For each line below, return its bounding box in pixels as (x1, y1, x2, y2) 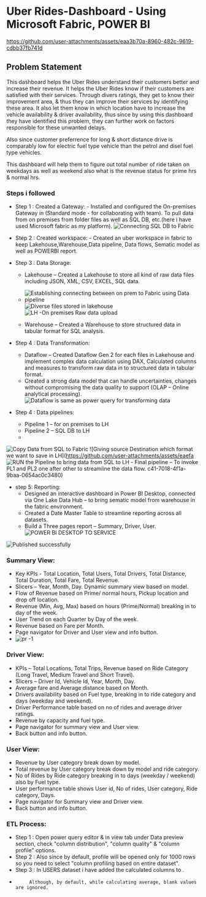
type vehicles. (6, 148, 42, 156)
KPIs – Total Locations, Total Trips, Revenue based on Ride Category (15, 664, 189, 672)
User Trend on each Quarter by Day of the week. (15, 616, 139, 623)
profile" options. (15, 847, 56, 854)
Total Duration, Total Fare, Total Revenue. (15, 576, 120, 584)
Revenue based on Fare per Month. (15, 622, 105, 630)
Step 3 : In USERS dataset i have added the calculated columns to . (15, 866, 185, 874)
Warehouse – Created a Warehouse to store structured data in (24, 321, 181, 329)
